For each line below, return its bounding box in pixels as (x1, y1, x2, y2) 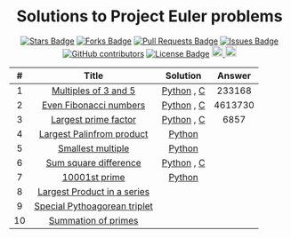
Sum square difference (45, 156, 141, 169)
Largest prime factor (50, 113, 136, 125)
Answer (217, 69, 252, 82)
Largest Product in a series (36, 185, 150, 197)
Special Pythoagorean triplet (34, 200, 154, 212)
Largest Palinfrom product (38, 127, 149, 139)
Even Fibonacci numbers (41, 99, 146, 111)
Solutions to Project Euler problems (16, 6, 283, 27)
